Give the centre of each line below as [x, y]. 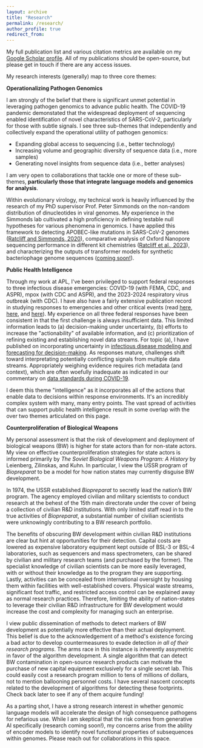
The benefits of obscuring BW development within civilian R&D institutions [99, 534]
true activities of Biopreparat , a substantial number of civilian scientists [95, 516]
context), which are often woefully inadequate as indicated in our [87, 372]
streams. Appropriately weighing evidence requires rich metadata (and [95, 366]
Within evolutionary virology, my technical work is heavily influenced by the [100, 200]
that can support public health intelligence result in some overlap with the [98, 410]
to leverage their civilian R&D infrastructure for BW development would [95, 605]
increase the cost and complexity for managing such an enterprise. [90, 612]
